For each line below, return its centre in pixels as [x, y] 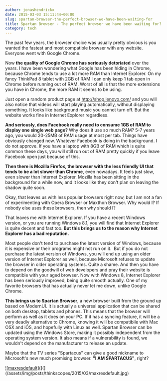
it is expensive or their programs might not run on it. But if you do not [77, 248]
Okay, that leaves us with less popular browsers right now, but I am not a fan [83, 197]
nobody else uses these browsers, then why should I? [60, 208]
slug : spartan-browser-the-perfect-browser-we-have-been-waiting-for [79, 19]
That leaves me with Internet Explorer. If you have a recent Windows [75, 217]
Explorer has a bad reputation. [37, 233]
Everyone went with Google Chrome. [43, 53]
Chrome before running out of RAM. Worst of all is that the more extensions [83, 84]
